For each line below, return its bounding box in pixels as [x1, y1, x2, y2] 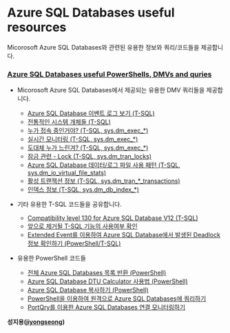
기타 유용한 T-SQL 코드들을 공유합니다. [17, 200, 122, 208]
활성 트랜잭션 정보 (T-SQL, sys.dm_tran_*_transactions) [27, 177, 180, 185]
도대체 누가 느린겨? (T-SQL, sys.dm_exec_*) [27, 143, 149, 152]
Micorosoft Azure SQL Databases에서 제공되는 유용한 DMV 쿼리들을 [17, 86, 205, 94]
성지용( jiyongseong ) [7, 318, 65, 326]
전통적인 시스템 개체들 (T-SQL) [27, 118, 112, 126]
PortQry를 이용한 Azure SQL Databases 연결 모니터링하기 [27, 303, 186, 312]
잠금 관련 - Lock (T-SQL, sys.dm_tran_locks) [27, 152, 152, 161]
